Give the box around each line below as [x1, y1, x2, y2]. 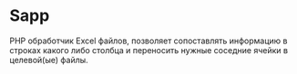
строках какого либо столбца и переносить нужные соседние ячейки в [9, 44, 289, 55]
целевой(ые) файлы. [9, 54, 88, 65]
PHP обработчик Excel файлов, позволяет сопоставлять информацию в [9, 35, 288, 46]
